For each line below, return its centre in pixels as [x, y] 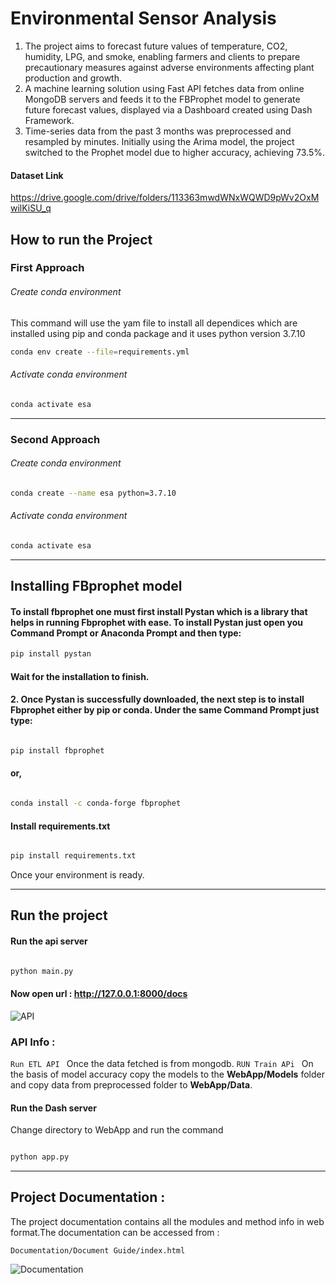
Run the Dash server [53, 1108]
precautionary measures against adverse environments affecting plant [169, 67]
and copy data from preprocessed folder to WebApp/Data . [131, 1084]
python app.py [40, 1157]
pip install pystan [51, 654]
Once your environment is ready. [77, 874]
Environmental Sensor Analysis [143, 18]
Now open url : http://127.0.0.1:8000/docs [99, 994]
